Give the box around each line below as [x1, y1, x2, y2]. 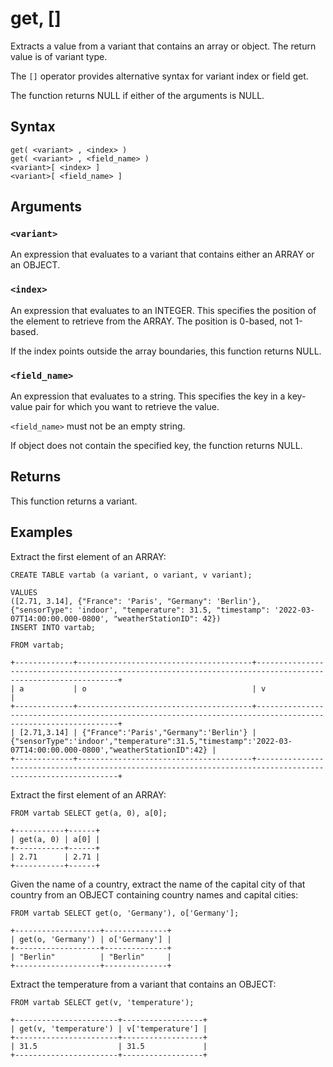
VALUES [10, 587, 38, 597]
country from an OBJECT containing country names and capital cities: [10, 888, 299, 901]
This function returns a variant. [10, 495, 138, 507]
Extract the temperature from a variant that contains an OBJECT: [10, 978, 277, 990]
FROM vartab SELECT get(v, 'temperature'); [10, 997, 195, 1007]
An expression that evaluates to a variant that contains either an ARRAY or [10, 248, 315, 261]
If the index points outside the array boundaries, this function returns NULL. [10, 345, 322, 357]
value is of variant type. [10, 50, 108, 62]
